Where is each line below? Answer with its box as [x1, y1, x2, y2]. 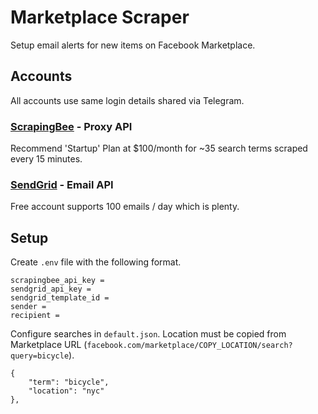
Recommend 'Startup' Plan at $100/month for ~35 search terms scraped [10, 142, 308, 155]
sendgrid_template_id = [10, 293, 110, 303]
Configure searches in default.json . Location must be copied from [10, 328, 287, 340]
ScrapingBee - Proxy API [10, 119, 133, 133]
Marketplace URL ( [10, 339, 88, 351]
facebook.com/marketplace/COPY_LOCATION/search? [86, 341, 293, 351]
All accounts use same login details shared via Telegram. [10, 94, 245, 106]
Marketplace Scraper [10, 6, 190, 29]
